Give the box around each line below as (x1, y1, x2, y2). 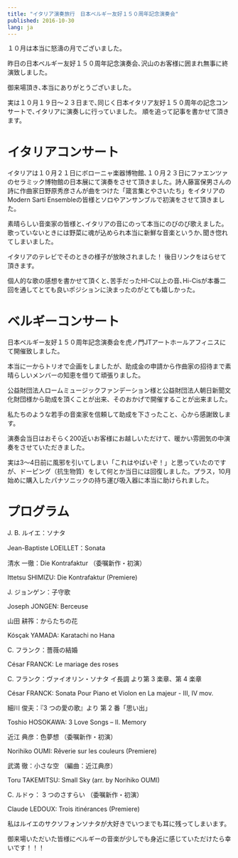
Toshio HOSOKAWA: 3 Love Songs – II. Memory (7, 718, 147, 727)
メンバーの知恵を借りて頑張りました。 (31, 371, 144, 380)
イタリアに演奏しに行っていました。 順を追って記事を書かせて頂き (35, 108, 229, 116)
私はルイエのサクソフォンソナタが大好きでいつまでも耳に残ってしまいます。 (7, 820, 231, 828)
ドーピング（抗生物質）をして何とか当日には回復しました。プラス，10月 (19, 467, 232, 476)
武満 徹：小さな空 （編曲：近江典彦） (7, 762, 117, 770)
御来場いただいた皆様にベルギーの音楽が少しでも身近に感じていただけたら (7, 834, 225, 843)
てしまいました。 (7, 237, 58, 246)
